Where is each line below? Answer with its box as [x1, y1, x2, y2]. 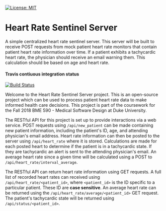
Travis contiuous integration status [5, 71, 80, 77]
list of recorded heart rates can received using [5, 174, 100, 180]
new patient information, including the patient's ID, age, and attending [5, 128, 148, 134]
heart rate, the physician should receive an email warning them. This [5, 54, 146, 60]
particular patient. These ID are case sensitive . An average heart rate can [5, 185, 157, 191]
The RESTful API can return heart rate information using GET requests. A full [5, 169, 162, 175]
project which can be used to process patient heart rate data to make [5, 97, 147, 103]
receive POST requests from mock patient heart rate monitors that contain [5, 44, 157, 50]
